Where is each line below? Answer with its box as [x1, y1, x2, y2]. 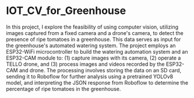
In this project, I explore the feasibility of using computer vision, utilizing [6, 23, 179, 30]
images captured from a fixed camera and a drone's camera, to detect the [6, 29, 184, 36]
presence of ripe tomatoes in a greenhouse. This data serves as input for [6, 36, 181, 43]
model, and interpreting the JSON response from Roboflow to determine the [6, 79, 188, 86]
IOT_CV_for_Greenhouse [6, 4, 126, 17]
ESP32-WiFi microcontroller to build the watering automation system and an [6, 48, 188, 55]
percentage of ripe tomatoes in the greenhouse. [6, 85, 121, 92]
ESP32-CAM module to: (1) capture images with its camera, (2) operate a [6, 54, 181, 61]
